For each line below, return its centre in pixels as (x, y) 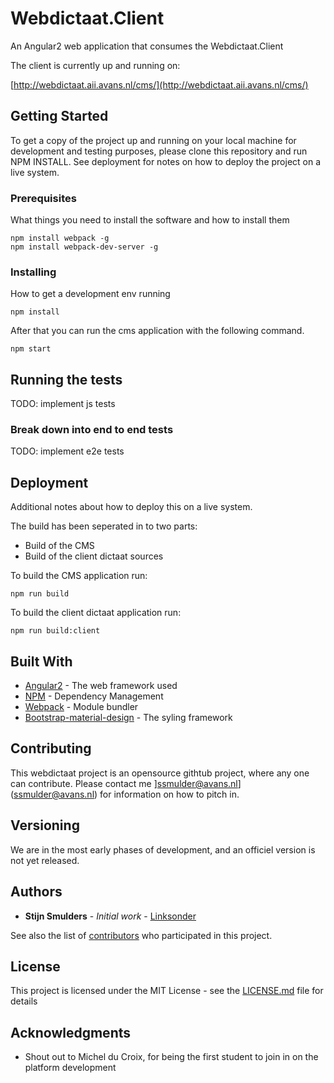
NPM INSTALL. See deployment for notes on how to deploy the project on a (166, 161)
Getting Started (59, 116)
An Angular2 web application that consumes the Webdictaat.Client (147, 46)
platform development (70, 1068)
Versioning (45, 825)
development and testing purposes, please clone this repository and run (159, 151)
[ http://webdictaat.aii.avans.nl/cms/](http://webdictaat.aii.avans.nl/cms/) (159, 84)
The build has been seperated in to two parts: (104, 526)
